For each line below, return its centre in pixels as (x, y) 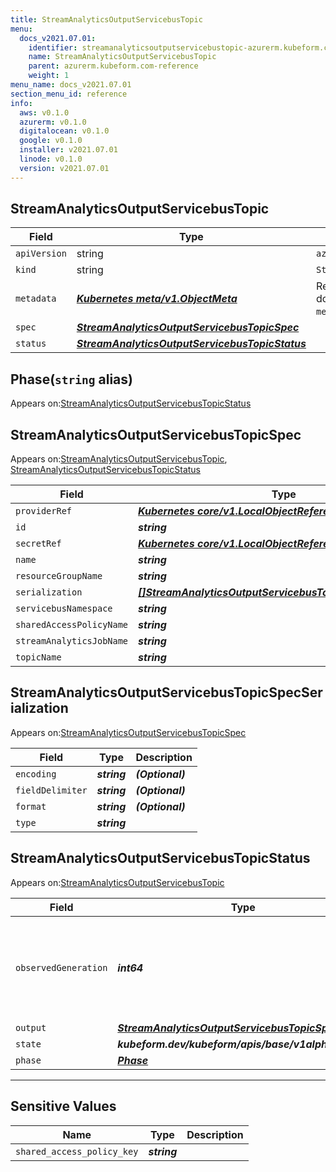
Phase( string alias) (71, 379)
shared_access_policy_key (77, 1151)
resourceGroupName (59, 576)
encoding (36, 774)
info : (21, 103)
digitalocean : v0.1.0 (64, 131)
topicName (38, 657)
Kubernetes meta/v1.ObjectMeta (157, 299)
